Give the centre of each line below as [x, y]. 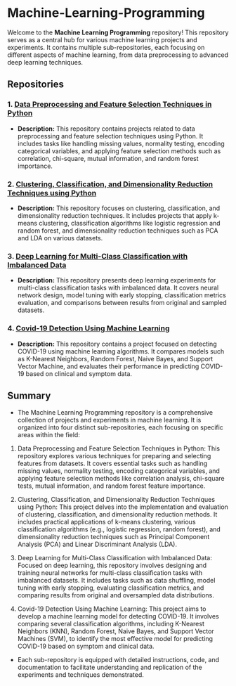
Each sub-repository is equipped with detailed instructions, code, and [118, 660]
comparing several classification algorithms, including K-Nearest [111, 624]
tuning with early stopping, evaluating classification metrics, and [111, 588]
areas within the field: [49, 435]
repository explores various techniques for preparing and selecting [114, 456]
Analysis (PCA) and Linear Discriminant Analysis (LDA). [97, 544]
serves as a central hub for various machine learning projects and [103, 39]
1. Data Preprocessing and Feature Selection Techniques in [110, 105]
